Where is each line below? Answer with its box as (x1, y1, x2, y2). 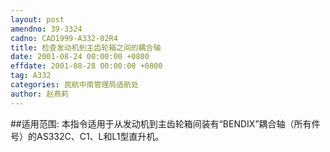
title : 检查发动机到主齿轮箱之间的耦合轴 (10, 42, 162, 53)
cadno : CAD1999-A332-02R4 (10, 33, 118, 43)
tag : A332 (10, 71, 52, 81)
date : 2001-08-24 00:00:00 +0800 (10, 52, 150, 62)
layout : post (10, 14, 65, 25)
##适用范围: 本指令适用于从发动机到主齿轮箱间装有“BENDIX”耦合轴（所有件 (10, 117, 321, 130)
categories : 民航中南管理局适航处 (10, 80, 139, 90)
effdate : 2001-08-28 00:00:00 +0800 (10, 61, 163, 71)
